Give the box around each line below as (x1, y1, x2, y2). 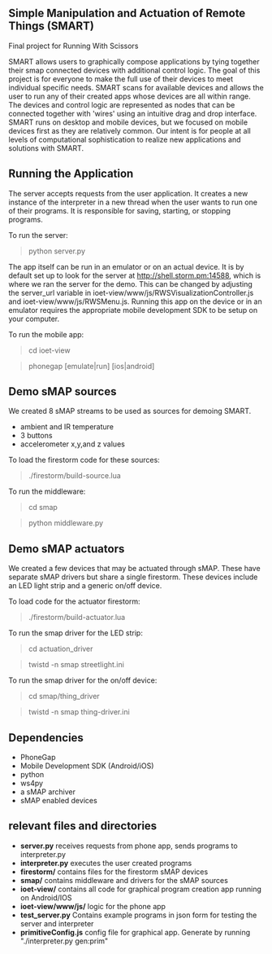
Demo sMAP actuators (8, 542, 125, 556)
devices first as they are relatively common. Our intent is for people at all (8, 125, 252, 135)
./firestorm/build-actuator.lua (28, 613, 126, 622)
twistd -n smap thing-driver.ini (28, 707, 130, 717)
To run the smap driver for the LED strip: (8, 628, 144, 638)
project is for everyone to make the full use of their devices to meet (8, 73, 234, 84)
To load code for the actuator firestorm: (8, 596, 140, 606)
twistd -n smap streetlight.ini (28, 660, 124, 670)
